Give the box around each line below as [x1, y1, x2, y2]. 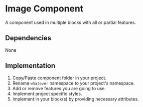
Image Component [5, 3, 84, 14]
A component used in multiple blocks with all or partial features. [5, 19, 136, 25]
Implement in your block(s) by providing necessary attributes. [12, 96, 139, 102]
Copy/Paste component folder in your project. [12, 75, 107, 81]
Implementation [5, 62, 56, 70]
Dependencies [5, 34, 51, 42]
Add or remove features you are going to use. [12, 85, 106, 91]
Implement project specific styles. [12, 91, 82, 97]
